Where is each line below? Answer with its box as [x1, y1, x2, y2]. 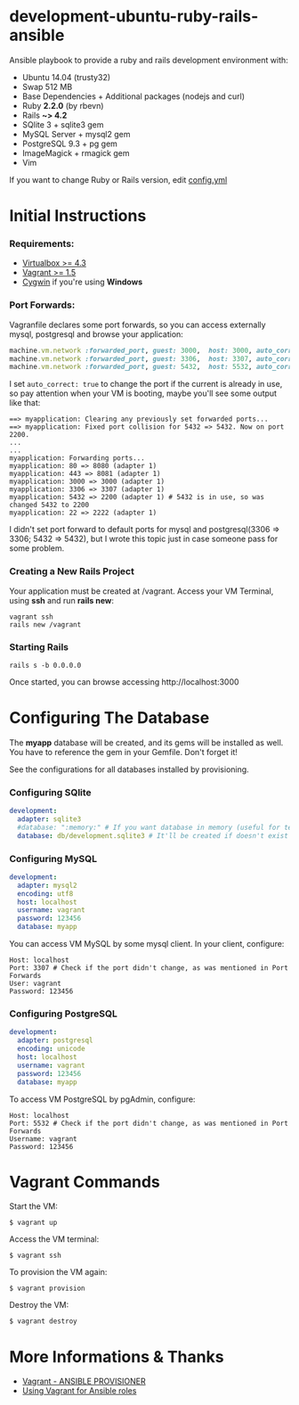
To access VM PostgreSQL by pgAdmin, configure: [9, 1094, 196, 1105]
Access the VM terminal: [9, 1234, 100, 1245]
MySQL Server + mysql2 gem [21, 128, 131, 139]
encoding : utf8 [17, 889, 74, 898]
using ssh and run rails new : [9, 595, 114, 605]
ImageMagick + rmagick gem [21, 147, 130, 158]
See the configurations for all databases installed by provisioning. [9, 764, 249, 775]
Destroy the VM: [9, 1300, 69, 1311]
